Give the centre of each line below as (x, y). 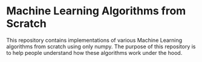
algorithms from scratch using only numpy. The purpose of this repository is (101, 46)
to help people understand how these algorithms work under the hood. (94, 52)
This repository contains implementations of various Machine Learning (94, 40)
